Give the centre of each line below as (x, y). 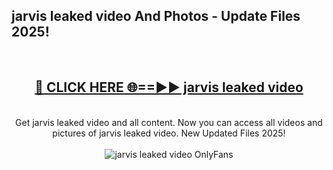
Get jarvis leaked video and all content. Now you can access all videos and (169, 122)
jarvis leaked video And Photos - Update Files (156, 16)
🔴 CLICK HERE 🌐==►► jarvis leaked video (169, 87)
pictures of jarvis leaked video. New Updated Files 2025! (169, 133)
